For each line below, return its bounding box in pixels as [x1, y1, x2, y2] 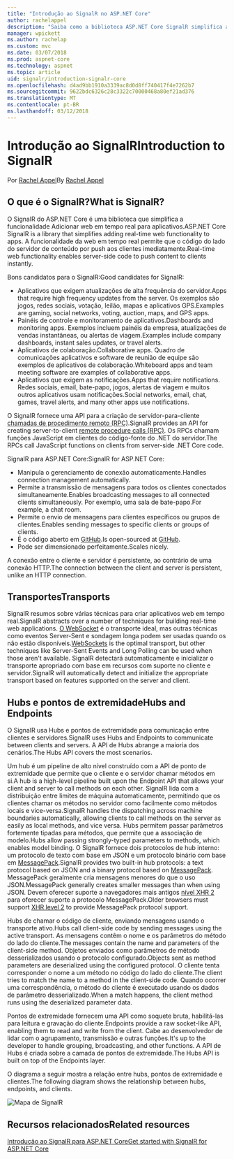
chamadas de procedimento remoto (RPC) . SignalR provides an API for [7, 419, 208, 427]
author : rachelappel [7, 17, 68, 24]
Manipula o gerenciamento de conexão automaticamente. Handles [17, 468, 207, 476]
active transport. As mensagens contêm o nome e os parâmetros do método [7, 931, 226, 940]
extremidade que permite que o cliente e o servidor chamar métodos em [7, 770, 216, 778]
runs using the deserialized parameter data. [7, 998, 132, 1007]
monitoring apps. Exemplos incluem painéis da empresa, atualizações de [17, 323, 226, 332]
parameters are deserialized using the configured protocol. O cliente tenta [7, 961, 220, 970]
